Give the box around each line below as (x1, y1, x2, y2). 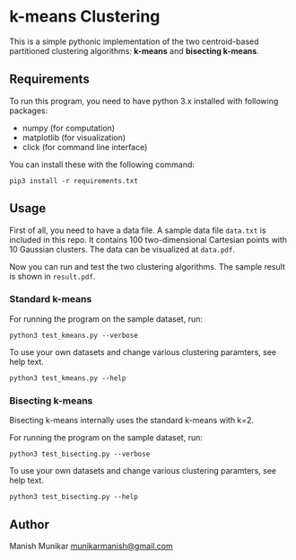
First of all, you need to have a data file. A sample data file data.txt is (9, 225, 266, 236)
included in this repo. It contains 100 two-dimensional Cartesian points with (9, 234, 288, 244)
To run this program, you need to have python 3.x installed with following (9, 95, 279, 106)
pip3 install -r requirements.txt (9, 176, 139, 185)
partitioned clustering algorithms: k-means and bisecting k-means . (9, 45, 260, 56)
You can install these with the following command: (9, 159, 196, 170)
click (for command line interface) (22, 141, 148, 152)
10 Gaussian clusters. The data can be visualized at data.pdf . (9, 244, 236, 254)
